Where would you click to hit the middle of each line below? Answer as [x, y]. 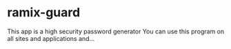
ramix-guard [44, 13]
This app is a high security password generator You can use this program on [116, 31]
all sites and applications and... [51, 38]
